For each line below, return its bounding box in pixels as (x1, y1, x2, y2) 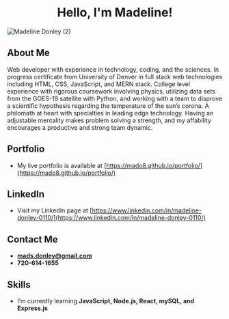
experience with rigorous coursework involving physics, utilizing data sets (7, 87, 215, 95)
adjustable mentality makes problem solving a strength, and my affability (7, 116, 212, 124)
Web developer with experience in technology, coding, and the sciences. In (7, 65, 219, 73)
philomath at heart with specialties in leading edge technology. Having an (7, 109, 214, 117)
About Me (7, 47, 50, 59)
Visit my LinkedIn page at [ (16, 206, 92, 214)
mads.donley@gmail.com (16, 251, 92, 260)
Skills (7, 279, 31, 290)
